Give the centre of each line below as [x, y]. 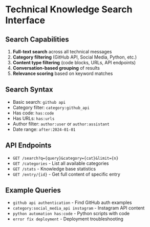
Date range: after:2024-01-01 [44, 129]
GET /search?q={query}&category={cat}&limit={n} [66, 158]
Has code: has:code [33, 113]
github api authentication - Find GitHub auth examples [72, 203]
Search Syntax [29, 90]
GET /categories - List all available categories [61, 163]
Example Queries [33, 190]
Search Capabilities [37, 39]
